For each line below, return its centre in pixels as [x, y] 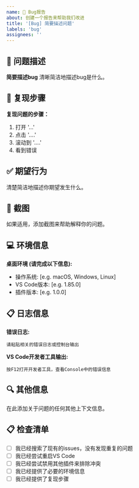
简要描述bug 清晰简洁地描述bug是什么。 [57, 77]
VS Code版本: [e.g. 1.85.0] [48, 285]
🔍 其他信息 [27, 390]
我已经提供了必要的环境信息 [50, 471]
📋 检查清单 [28, 430]
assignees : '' [24, 35]
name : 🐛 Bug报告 [26, 12]
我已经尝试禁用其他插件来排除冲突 [58, 464]
